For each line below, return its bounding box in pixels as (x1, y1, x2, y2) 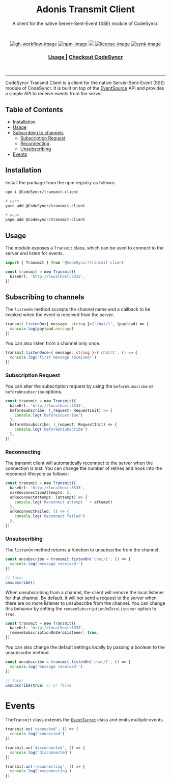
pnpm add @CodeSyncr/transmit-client (5, 217, 85, 222)
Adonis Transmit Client (36, 4, 135, 15)
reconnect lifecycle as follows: (5, 471, 69, 477)
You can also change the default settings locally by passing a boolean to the (5, 644, 165, 650)
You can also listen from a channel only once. (5, 340, 101, 346)
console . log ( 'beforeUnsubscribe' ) (14, 427, 88, 432)
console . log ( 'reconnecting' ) (10, 769, 72, 774)
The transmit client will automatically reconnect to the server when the (5, 460, 153, 466)
